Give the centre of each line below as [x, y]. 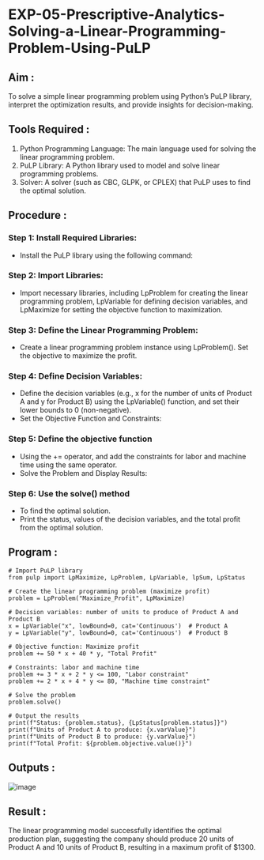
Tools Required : [49, 129]
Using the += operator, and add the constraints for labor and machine [133, 456]
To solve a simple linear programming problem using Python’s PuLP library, [130, 96]
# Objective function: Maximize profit [74, 647]
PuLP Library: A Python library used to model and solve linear [119, 165]
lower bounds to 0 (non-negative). [75, 410]
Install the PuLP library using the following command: [106, 255]
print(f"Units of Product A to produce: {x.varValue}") [102, 730]
